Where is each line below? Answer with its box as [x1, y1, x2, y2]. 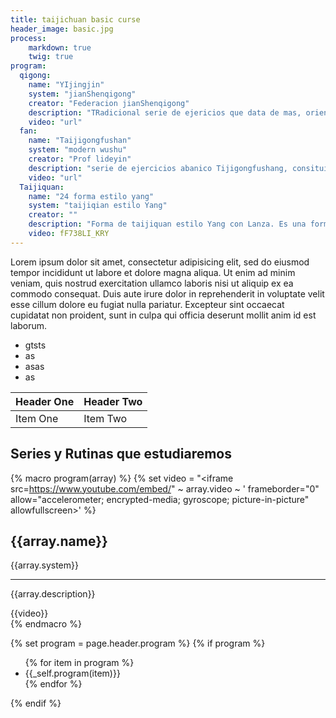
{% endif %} [10, 697, 62, 710]
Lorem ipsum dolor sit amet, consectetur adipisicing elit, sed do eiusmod [10, 256, 310, 268]
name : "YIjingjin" [28, 80, 105, 90]
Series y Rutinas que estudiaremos [10, 446, 233, 463]
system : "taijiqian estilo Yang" [28, 201, 168, 211]
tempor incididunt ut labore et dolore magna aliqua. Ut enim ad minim [10, 266, 296, 278]
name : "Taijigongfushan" [28, 136, 132, 146]
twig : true [28, 52, 74, 62]
